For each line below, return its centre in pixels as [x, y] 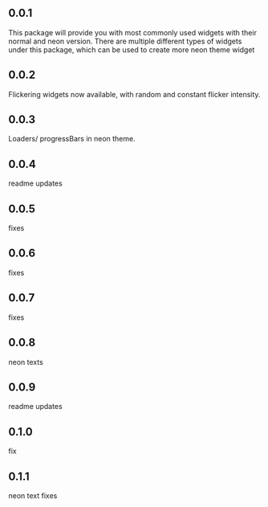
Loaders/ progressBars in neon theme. [72, 139]
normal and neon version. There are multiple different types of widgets [125, 41]
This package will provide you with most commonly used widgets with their [132, 32]
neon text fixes [33, 495]
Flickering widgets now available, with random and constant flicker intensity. [134, 94]
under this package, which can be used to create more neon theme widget [132, 49]
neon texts [26, 362]
